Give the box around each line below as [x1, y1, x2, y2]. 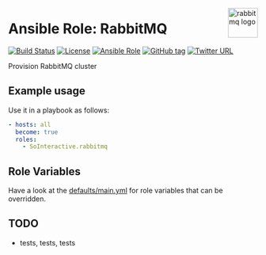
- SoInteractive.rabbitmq [22, 143, 108, 150]
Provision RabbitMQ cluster [8, 61, 97, 70]
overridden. [8, 194, 46, 204]
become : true [15, 127, 59, 136]
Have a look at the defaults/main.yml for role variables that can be [8, 186, 223, 196]
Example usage [8, 84, 85, 98]
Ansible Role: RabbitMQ [8, 20, 168, 38]
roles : [15, 135, 37, 143]
